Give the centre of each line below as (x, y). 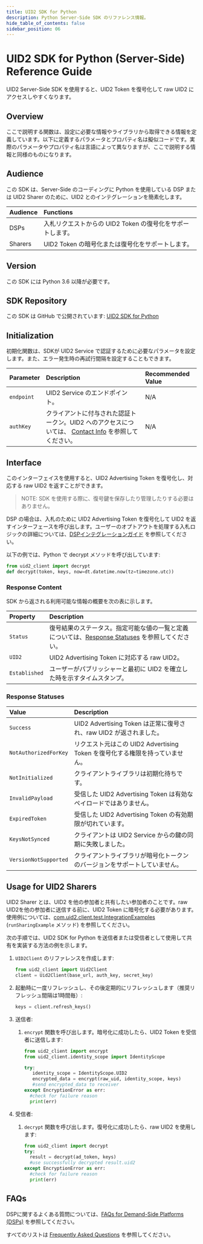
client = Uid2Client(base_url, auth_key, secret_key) (84, 975)
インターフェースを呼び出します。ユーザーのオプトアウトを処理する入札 (101, 527)
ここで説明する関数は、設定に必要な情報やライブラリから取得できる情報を (99, 132)
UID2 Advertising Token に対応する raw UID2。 (116, 658)
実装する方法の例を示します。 (53, 945)
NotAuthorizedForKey (39, 753)
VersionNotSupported (39, 860)
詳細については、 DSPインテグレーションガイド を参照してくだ (105, 534)
